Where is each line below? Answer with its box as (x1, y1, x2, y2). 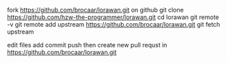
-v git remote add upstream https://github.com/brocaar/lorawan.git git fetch (7, 21, 221, 28)
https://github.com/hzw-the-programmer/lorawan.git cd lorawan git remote (7, 13, 219, 21)
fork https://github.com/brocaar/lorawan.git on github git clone (7, 6, 184, 14)
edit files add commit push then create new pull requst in (7, 41, 168, 49)
